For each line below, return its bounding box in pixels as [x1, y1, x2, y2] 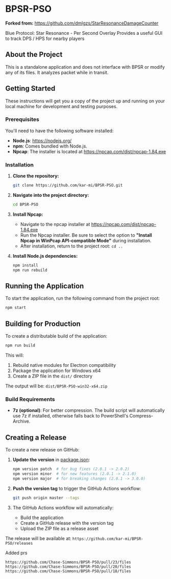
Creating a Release [5, 433, 67, 442]
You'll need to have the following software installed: [5, 128, 114, 134]
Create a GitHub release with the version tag [20, 520, 114, 526]
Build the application [20, 514, 64, 521]
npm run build [5, 343, 36, 348]
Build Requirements [5, 396, 55, 403]
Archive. [12, 418, 31, 424]
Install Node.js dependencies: [12, 253, 78, 259]
